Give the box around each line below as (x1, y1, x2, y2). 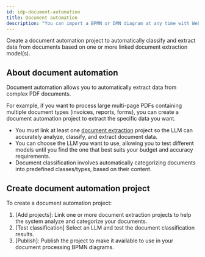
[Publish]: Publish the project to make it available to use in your (15, 237, 174, 244)
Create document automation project (6, 183, 151, 194)
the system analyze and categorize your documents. (15, 217, 148, 225)
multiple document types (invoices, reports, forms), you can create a (6, 108, 179, 116)
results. (15, 231, 35, 238)
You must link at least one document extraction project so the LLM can (15, 127, 193, 134)
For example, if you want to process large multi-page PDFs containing (6, 102, 182, 110)
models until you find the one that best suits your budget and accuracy (15, 146, 193, 153)
